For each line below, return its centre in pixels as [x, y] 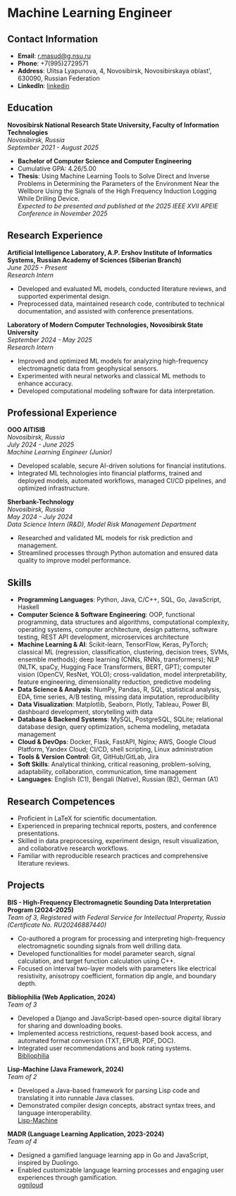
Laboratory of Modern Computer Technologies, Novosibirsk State [105, 325]
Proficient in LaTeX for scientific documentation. [87, 818]
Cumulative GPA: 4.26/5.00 [57, 168]
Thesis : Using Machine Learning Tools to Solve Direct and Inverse [113, 176]
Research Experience [55, 236]
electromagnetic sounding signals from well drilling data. [100, 946]
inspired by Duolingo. [48, 1162]
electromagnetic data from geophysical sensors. [88, 368]
